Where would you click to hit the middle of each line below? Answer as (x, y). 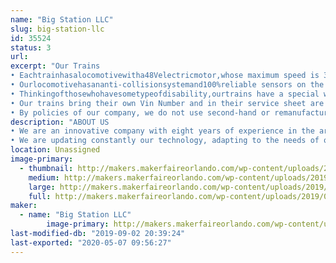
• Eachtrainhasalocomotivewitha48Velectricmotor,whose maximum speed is (165, 76)
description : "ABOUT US (60, 122)
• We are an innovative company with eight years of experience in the (162, 131)
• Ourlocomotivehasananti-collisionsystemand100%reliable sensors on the (167, 85)
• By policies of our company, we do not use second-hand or (140, 112)
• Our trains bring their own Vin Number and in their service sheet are (167, 103)
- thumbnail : (46, 168)
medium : (44, 177)
